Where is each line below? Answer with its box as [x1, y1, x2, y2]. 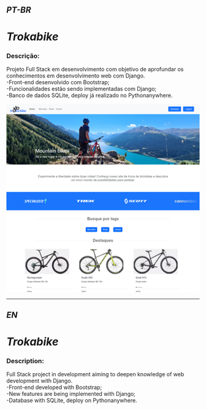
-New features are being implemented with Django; [6, 390, 136, 397]
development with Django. [6, 377, 73, 384]
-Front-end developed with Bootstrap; [6, 384, 102, 391]
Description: [6, 357, 44, 365]
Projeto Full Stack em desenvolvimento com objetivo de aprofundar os [6, 65, 184, 73]
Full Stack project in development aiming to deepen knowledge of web [6, 370, 185, 377]
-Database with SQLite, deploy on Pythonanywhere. [6, 396, 137, 404]
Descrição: [6, 52, 40, 60]
